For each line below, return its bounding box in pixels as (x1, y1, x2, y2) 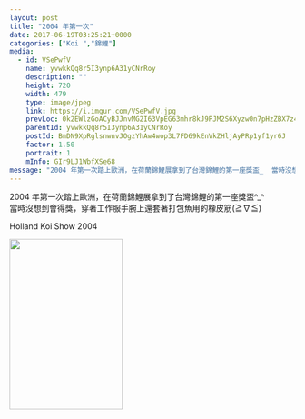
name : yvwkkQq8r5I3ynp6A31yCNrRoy (25, 65, 156, 74)
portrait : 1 (25, 148, 71, 157)
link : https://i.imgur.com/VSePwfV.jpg (25, 106, 177, 115)
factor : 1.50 (25, 140, 75, 149)
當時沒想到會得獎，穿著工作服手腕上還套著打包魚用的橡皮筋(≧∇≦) (9, 203, 262, 214)
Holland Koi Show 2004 (9, 221, 98, 232)
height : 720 (25, 81, 71, 90)
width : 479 (25, 89, 67, 98)
